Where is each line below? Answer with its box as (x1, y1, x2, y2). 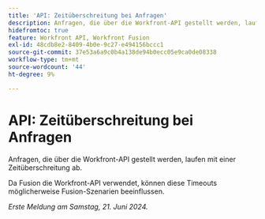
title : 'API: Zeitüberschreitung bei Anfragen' (8, 11, 168, 20)
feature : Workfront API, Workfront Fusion (8, 33, 150, 42)
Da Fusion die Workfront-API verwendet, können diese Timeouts (8, 178, 218, 187)
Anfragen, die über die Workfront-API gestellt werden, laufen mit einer (8, 154, 237, 164)
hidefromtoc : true (8, 26, 69, 34)
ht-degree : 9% (8, 70, 55, 78)
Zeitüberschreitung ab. (8, 163, 83, 172)
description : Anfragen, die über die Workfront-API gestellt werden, (8, 19, 242, 27)
